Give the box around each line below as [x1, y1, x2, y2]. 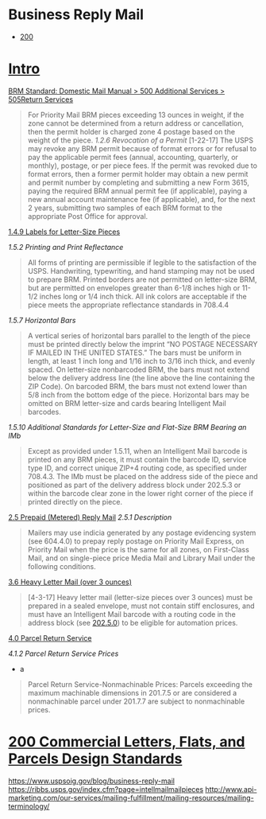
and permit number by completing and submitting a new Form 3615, [27, 177, 250, 187]
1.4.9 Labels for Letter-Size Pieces [8, 227, 121, 236]
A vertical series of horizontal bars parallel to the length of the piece [27, 330, 251, 340]
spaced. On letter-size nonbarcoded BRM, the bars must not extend [27, 365, 250, 374]
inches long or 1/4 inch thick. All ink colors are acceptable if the [39, 291, 248, 301]
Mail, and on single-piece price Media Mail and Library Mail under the [27, 553, 256, 563]
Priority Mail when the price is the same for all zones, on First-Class [27, 544, 250, 554]
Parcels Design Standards [8, 750, 183, 768]
